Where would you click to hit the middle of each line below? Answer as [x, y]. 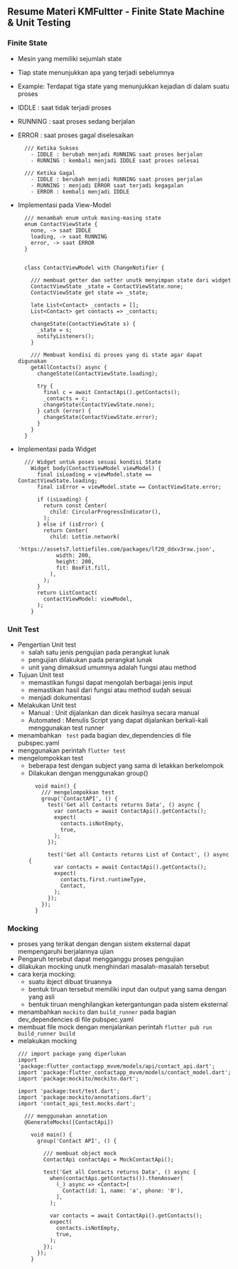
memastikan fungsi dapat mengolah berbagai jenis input [110, 682]
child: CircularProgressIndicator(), [105, 511]
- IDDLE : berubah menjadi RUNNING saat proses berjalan [117, 154]
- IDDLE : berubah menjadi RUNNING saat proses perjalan [117, 179]
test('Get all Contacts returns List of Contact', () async [138, 854]
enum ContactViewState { [61, 224]
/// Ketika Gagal [50, 173]
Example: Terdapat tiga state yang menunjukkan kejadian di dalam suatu [123, 86]
